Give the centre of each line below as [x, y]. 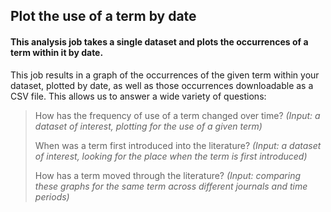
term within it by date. [57, 52]
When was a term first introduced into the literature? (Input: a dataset [178, 145]
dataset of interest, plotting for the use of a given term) [148, 126]
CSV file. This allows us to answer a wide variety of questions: [138, 96]
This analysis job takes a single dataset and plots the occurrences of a [159, 41]
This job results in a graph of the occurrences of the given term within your [165, 75]
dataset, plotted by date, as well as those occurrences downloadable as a [162, 85]
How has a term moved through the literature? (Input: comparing [168, 175]
